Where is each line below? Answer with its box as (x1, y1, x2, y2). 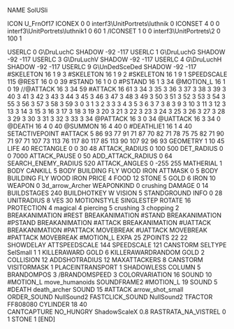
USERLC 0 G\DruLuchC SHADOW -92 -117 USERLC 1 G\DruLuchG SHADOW (7, 48, 226, 56)
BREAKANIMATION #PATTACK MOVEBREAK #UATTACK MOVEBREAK (7, 226, 207, 234)
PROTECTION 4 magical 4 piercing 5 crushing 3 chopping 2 (7, 204, 180, 212)
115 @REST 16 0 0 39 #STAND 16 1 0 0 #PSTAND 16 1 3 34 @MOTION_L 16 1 (7, 78, 226, 86)
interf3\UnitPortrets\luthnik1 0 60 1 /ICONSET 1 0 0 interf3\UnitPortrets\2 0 (7, 27, 221, 35)
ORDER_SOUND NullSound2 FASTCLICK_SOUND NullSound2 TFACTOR (7, 293, 213, 301)
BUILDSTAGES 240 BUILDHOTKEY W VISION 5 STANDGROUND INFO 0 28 (7, 189, 223, 197)
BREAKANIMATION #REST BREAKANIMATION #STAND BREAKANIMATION (7, 211, 222, 219)
